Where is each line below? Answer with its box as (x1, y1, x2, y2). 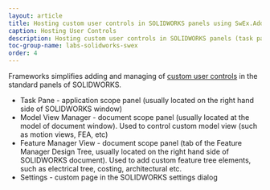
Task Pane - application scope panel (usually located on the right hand (19, 96, 255, 105)
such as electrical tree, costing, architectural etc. (19, 164, 182, 173)
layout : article (8, 11, 63, 20)
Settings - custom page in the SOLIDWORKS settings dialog (19, 172, 219, 182)
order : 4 (8, 49, 38, 57)
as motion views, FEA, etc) (19, 130, 108, 139)
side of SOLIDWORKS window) (19, 104, 123, 114)
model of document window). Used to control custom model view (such (19, 122, 258, 130)
